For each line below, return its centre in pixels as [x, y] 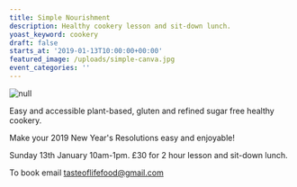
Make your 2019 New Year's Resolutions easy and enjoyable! [122, 138]
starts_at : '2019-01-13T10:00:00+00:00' [86, 51]
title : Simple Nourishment [60, 18]
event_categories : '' [50, 68]
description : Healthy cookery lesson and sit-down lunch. [120, 26]
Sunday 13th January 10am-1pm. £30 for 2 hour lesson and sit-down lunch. [148, 155]
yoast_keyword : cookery [54, 34]
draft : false [34, 43]
